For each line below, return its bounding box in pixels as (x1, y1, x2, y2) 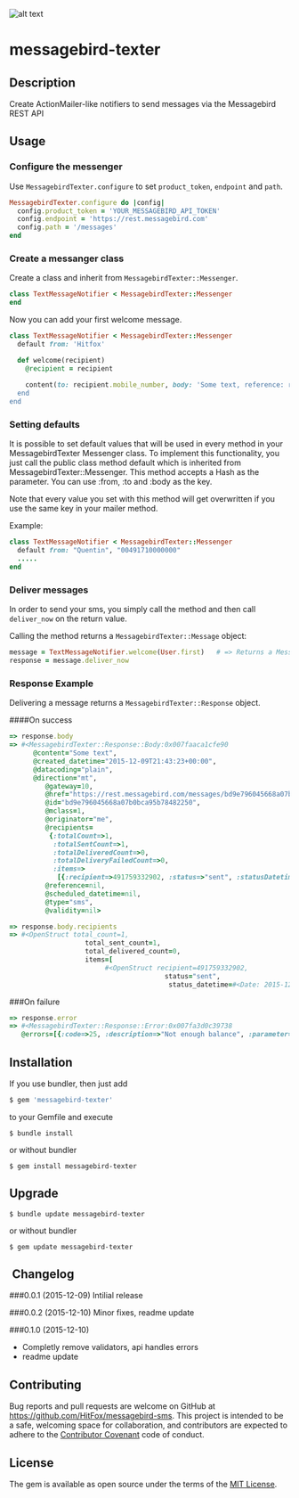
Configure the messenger (9, 160, 123, 173)
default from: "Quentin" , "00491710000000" (17, 546, 181, 555)
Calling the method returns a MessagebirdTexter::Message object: (9, 631, 247, 642)
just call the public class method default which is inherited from (9, 457, 242, 468)
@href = (44, 790, 69, 799)
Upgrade (9, 1186, 60, 1201)
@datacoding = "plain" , (32, 765, 114, 774)
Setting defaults (9, 419, 80, 431)
